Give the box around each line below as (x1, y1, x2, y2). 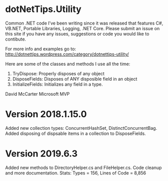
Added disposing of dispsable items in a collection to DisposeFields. (5, 130, 146, 136)
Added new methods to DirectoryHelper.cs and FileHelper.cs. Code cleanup (5, 164, 162, 170)
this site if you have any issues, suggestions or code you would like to (5, 31, 149, 37)
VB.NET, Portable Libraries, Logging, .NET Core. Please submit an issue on (5, 25, 160, 31)
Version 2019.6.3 (5, 148, 78, 159)
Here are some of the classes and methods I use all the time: (5, 61, 130, 67)
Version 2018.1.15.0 (5, 109, 87, 120)
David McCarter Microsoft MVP (5, 91, 70, 97)
